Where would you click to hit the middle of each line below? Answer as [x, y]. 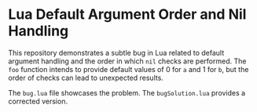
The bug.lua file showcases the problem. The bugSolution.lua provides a [127, 92]
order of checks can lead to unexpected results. [86, 78]
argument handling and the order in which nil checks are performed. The [127, 61]
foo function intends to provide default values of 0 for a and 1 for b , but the [128, 69]
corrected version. [38, 101]
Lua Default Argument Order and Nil [127, 14]
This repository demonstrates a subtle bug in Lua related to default [116, 52]
